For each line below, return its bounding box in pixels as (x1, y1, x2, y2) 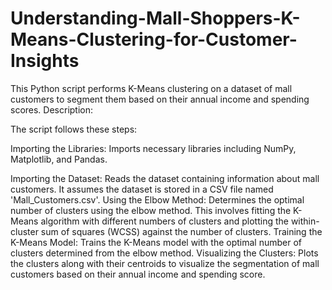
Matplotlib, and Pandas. (10, 153, 108, 165)
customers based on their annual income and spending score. (10, 268, 266, 280)
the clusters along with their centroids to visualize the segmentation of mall (10, 257, 320, 269)
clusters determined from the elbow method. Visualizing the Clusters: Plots (10, 247, 319, 259)
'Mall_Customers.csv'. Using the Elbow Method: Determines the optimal (10, 193, 305, 206)
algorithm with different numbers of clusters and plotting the (40, 215, 289, 227)
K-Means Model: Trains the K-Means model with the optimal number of (10, 236, 302, 248)
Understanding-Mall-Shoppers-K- (10, 7, 301, 30)
